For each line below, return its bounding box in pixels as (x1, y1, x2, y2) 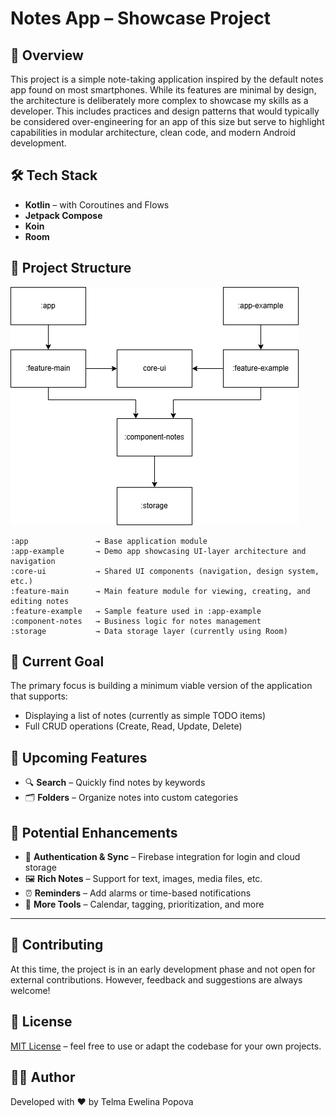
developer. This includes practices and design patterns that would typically (10, 105, 320, 117)
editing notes (10, 596, 70, 606)
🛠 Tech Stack (10, 167, 98, 184)
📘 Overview (10, 47, 84, 64)
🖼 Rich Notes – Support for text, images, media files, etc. (24, 873, 263, 885)
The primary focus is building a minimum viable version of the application (10, 680, 313, 692)
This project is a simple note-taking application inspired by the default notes (10, 73, 324, 85)
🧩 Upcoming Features (10, 749, 148, 766)
